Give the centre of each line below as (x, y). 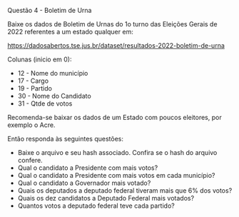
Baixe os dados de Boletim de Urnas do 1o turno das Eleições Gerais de (112, 24)
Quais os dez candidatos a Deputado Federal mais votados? (106, 198)
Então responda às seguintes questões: (65, 139)
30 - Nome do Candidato (54, 96)
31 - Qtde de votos (45, 104)
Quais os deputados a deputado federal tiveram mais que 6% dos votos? (125, 191)
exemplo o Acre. (31, 125)
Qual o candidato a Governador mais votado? (84, 183)
